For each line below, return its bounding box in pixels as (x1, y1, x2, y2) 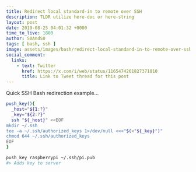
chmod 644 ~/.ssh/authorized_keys (6, 134, 90, 139)
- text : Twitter (16, 62, 57, 69)
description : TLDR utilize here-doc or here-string (6, 14, 134, 20)
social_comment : (6, 52, 45, 58)
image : (6, 47, 22, 52)
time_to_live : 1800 (6, 30, 54, 36)
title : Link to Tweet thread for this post (21, 73, 129, 79)
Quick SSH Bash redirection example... (6, 90, 99, 97)
